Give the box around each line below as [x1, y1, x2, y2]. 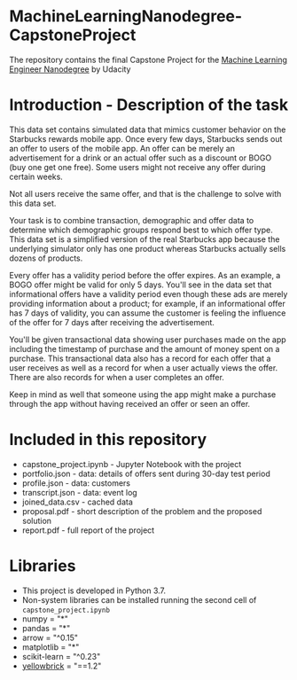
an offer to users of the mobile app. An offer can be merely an [9, 143, 235, 153]
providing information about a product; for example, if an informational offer [9, 298, 285, 309]
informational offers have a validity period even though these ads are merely [9, 288, 288, 299]
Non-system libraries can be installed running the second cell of [21, 594, 257, 605]
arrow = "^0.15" [21, 632, 78, 643]
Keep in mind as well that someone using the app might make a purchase [9, 388, 277, 400]
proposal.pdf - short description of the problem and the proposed [21, 505, 262, 516]
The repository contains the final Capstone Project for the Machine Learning [9, 54, 288, 65]
